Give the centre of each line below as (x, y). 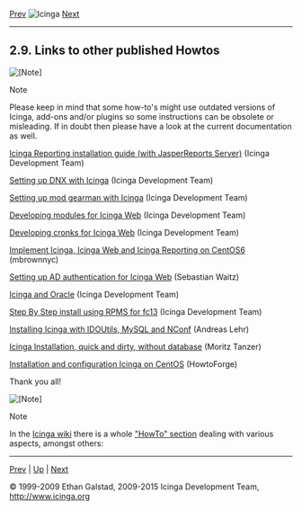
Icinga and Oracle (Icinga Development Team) (94, 294)
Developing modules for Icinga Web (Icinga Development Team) (128, 215)
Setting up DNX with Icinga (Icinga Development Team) (111, 180)
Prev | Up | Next (39, 469)
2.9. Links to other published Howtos (115, 51)
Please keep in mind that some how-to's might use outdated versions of (142, 107)
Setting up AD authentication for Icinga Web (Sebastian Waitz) (124, 277)
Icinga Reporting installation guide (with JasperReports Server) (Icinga (139, 153)
